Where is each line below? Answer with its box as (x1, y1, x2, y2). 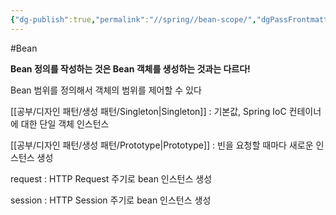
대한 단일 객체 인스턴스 (20, 117, 110, 130)
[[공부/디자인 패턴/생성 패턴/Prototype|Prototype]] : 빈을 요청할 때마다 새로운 (10, 139, 314, 151)
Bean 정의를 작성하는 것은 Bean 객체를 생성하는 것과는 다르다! (10, 62, 251, 75)
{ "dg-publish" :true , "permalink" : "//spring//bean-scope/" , (10, 14, 257, 25)
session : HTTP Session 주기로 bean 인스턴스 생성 (10, 194, 212, 206)
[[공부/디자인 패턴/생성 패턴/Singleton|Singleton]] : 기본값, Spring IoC (10, 105, 287, 117)
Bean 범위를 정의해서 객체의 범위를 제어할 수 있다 (10, 84, 202, 96)
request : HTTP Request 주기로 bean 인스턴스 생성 (10, 172, 213, 185)
